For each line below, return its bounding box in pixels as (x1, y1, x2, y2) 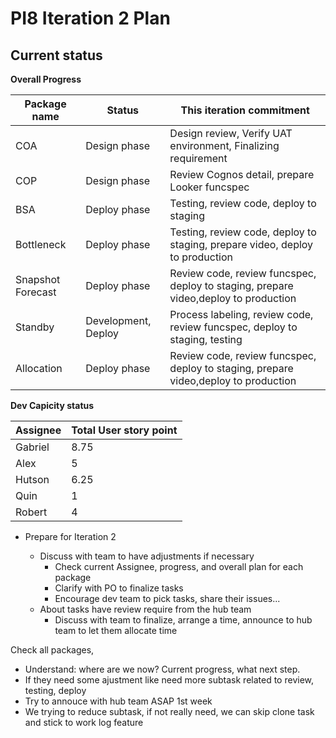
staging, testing (169, 333, 243, 346)
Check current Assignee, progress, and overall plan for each (54, 561, 304, 572)
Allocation (15, 362, 63, 375)
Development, (85, 314, 152, 327)
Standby (15, 320, 55, 334)
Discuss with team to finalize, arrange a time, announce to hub (54, 614, 313, 626)
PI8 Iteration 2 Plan (10, 7, 171, 30)
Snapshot (15, 273, 61, 286)
